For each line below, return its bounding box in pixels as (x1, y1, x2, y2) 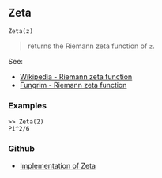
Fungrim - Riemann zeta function (19, 80, 127, 89)
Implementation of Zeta (19, 161, 96, 171)
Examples (8, 100, 47, 111)
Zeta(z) (8, 27, 34, 35)
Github (8, 143, 36, 154)
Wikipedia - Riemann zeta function (19, 71, 133, 81)
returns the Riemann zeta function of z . (27, 41, 156, 51)
